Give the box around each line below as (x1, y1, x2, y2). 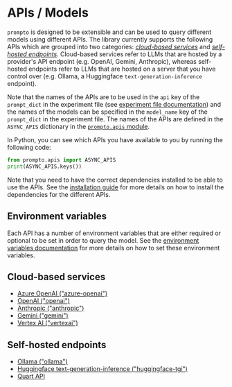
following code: (7, 143, 51, 151)
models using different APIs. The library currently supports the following (7, 35, 213, 43)
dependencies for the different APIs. (7, 190, 111, 198)
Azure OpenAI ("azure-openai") (17, 289, 108, 298)
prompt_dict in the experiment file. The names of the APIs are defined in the (7, 114, 224, 123)
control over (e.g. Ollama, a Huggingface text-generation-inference (7, 71, 203, 80)
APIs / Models (7, 5, 89, 21)
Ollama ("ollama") (17, 357, 68, 365)
